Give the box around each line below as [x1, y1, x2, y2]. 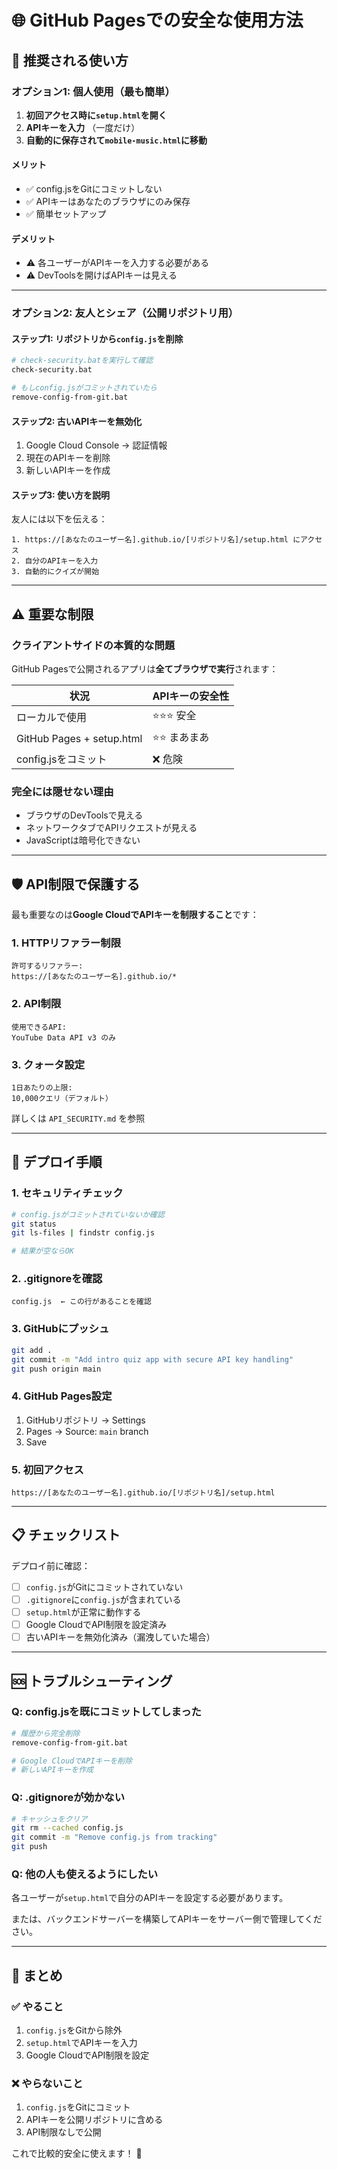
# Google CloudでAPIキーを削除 [11, 1756, 133, 1766]
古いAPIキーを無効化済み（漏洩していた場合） [25, 1631, 216, 1643]
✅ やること [11, 1999, 64, 2013]
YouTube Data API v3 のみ [11, 1032, 116, 1043]
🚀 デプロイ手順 [11, 1154, 103, 1171]
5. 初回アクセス [11, 1462, 84, 1476]
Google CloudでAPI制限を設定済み [25, 1619, 168, 1630]
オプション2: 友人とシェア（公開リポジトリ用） [11, 306, 239, 320]
